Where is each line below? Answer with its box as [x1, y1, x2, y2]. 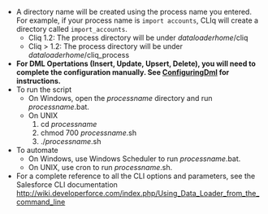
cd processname [40, 120, 97, 129]
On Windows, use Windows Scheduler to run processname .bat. [28, 154, 241, 164]
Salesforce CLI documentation [15, 180, 118, 190]
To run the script [15, 85, 72, 94]
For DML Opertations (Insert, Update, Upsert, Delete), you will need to [15, 59, 256, 68]
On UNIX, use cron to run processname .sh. [28, 163, 173, 172]
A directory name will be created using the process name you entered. [15, 7, 252, 16]
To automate [15, 146, 58, 155]
